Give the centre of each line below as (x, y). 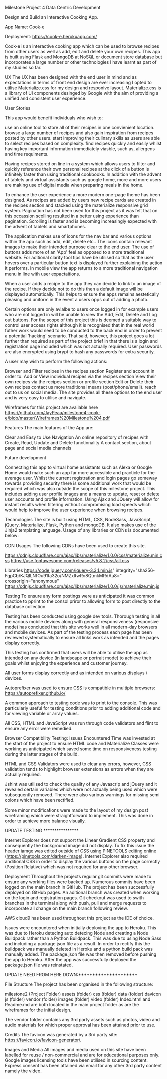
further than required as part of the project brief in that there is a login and (82, 341)
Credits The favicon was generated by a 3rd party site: (61, 1035)
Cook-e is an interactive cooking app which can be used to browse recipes (82, 46)
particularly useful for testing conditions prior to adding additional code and (83, 708)
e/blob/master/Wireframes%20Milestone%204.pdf (58, 418)
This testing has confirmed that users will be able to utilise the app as (77, 652)
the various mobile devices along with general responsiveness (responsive (82, 621)
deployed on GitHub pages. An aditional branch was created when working (82, 892)
